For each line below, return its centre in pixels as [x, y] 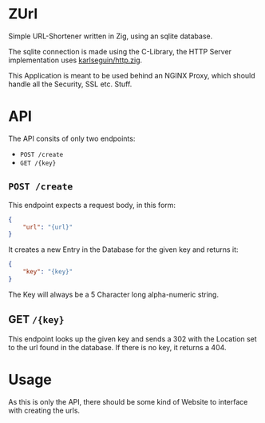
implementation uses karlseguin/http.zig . [75, 60]
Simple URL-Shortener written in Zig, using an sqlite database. [111, 36]
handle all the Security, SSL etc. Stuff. [70, 84]
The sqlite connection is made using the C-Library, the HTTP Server [120, 51]
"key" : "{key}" [48, 272]
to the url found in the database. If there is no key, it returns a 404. [117, 347]
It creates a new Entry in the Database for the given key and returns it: [123, 249]
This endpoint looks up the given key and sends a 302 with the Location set [132, 339]
